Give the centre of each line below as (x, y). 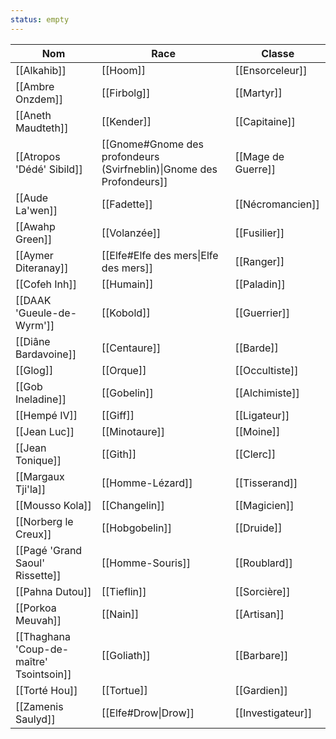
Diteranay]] (42, 268)
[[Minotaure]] (133, 431)
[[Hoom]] (123, 70)
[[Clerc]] (255, 454)
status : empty (40, 19)
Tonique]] (38, 460)
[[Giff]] (118, 415)
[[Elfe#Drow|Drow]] (148, 713)
